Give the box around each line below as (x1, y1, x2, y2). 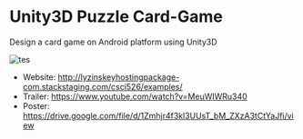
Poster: (22, 100, 50, 111)
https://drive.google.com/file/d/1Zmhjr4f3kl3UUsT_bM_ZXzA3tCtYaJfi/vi (22, 110, 294, 121)
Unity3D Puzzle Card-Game (9, 6, 223, 27)
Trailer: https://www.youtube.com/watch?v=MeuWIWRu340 (22, 91, 247, 102)
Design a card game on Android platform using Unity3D (9, 36, 217, 47)
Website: (22, 71, 56, 83)
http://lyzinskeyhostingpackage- (57, 71, 180, 83)
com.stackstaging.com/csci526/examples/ (22, 81, 184, 92)
